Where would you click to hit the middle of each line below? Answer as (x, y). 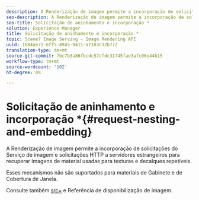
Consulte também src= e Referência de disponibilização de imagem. (89, 191)
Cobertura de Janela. (32, 179)
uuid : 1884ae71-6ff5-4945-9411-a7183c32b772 (62, 45)
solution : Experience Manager (44, 28)
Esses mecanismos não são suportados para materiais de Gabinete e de (94, 173)
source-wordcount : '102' (37, 67)
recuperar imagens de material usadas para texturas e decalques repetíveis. (99, 161)
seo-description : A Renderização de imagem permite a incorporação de (95, 17)
